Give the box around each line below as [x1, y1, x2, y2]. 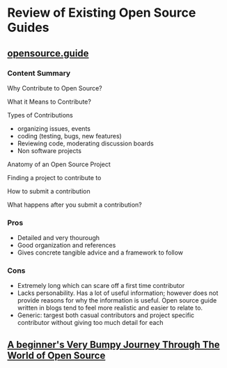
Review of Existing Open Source [7, 5, 196, 21]
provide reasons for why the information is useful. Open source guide [17, 296, 217, 305]
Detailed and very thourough [17, 234, 100, 242]
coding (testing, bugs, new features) [17, 131, 122, 140]
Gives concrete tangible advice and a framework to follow [17, 248, 183, 257]
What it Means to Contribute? [7, 97, 92, 106]
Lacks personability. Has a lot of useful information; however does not [17, 289, 219, 297]
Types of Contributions [7, 111, 73, 119]
